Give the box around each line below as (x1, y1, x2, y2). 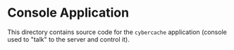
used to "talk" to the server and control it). (7, 35, 130, 43)
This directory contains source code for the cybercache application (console (7, 28, 227, 36)
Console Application (7, 5, 129, 21)
